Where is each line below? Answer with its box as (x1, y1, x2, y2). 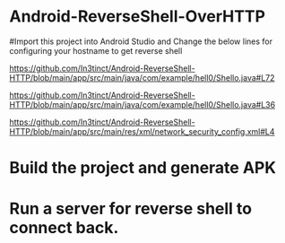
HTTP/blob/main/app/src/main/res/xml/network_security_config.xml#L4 (9, 126, 275, 136)
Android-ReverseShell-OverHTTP (9, 6, 266, 27)
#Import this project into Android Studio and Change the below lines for (9, 36, 273, 47)
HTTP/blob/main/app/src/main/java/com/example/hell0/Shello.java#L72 (9, 72, 275, 82)
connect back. (9, 218, 119, 239)
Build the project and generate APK (9, 158, 276, 178)
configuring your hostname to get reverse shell (9, 45, 183, 56)
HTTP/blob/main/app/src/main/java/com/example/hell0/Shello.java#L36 (9, 99, 276, 109)
